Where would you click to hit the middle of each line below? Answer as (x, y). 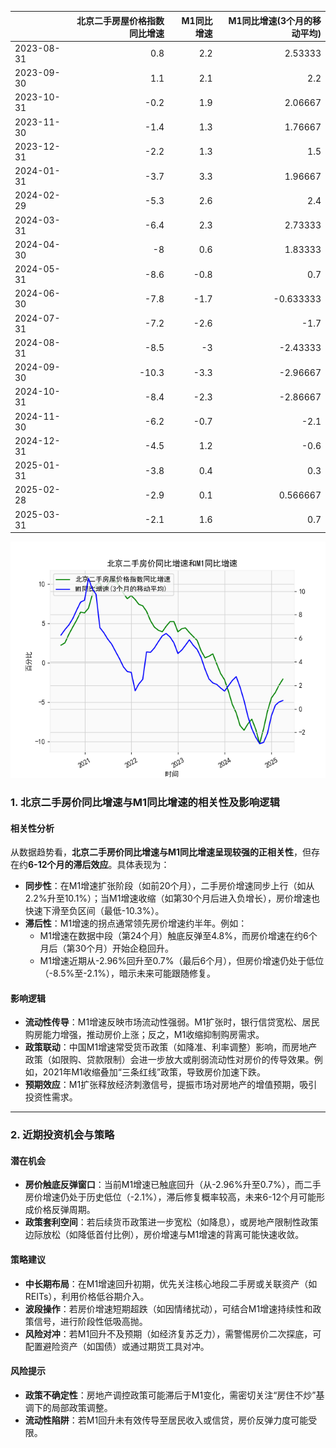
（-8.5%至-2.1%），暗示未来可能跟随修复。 (128, 973)
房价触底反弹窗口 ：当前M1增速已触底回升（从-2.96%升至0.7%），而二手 (173, 1185)
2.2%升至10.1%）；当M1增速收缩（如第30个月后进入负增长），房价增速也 (172, 898)
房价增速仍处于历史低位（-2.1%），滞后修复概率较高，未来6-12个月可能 (170, 1197)
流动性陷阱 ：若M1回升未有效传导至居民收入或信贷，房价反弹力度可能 (166, 1420)
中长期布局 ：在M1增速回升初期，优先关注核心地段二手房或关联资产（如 (171, 1283)
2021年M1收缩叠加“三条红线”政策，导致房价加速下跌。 (154, 1072)
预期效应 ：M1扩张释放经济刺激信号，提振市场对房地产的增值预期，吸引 (171, 1085)
